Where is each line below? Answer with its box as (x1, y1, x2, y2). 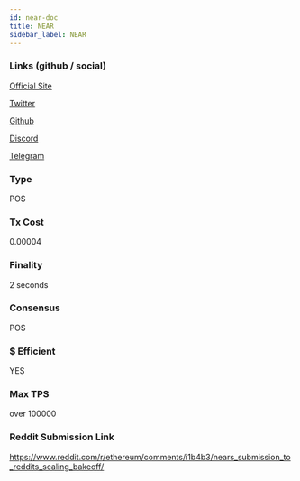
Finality (9, 259, 43, 272)
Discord (9, 133, 39, 143)
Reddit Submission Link (9, 430, 114, 443)
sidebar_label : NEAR (9, 30, 87, 39)
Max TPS (9, 388, 50, 401)
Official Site (9, 80, 52, 91)
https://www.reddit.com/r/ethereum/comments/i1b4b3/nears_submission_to (9, 451, 291, 462)
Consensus (9, 301, 60, 314)
